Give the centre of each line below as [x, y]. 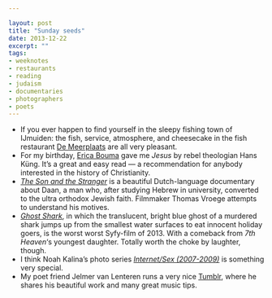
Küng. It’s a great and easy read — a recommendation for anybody [132, 164]
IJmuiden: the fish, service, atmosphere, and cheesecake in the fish [134, 138]
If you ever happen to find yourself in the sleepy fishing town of [126, 129]
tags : [17, 54]
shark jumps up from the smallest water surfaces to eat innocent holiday [141, 225]
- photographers [36, 99]
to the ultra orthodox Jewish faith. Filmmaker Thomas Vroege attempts [138, 199]
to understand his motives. [65, 208]
